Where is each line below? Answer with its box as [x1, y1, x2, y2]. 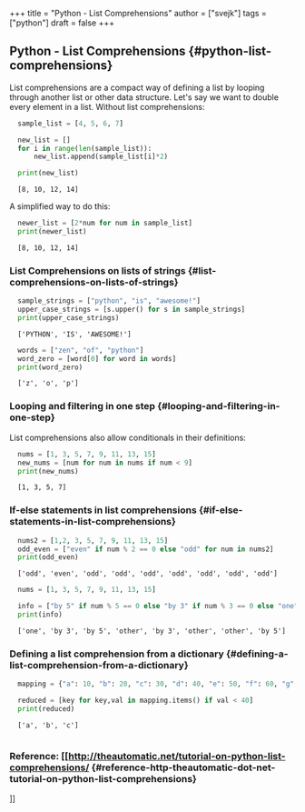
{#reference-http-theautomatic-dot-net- [91, 761, 276, 774]
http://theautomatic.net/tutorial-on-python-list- [67, 749, 286, 762]
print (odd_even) [17, 553, 79, 562]
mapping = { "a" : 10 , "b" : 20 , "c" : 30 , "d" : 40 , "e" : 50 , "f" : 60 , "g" [17, 679, 295, 689]
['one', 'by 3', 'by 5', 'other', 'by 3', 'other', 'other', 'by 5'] [17, 627, 286, 636]
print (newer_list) [17, 227, 88, 236]
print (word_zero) [17, 363, 84, 372]
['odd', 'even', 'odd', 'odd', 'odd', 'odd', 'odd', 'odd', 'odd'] [17, 569, 279, 578]
